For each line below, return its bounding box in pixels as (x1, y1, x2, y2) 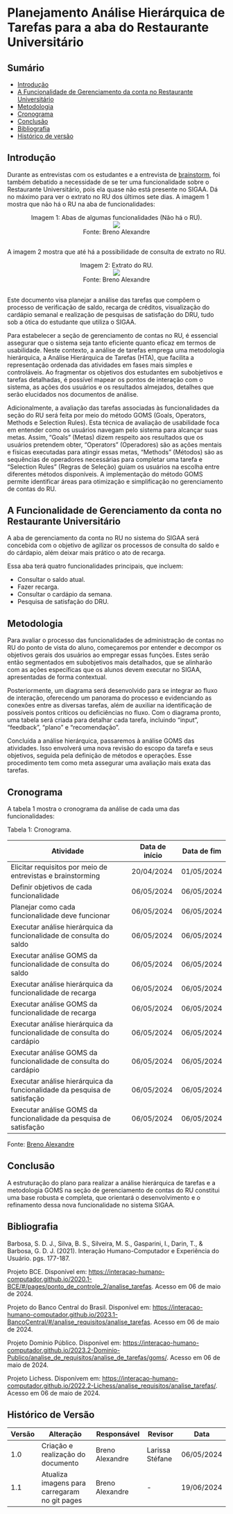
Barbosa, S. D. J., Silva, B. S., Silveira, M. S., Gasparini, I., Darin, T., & (7, 1239, 203, 1248)
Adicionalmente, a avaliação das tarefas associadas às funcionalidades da (7, 404, 220, 412)
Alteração (48, 1429, 82, 1439)
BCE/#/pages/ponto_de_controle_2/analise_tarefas (7, 1282, 152, 1291)
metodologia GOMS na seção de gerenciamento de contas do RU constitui (7, 1186, 220, 1194)
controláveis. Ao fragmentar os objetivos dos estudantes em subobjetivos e (7, 368, 223, 376)
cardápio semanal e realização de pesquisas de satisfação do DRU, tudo (7, 310, 214, 318)
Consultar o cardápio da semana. (17, 590, 112, 599)
